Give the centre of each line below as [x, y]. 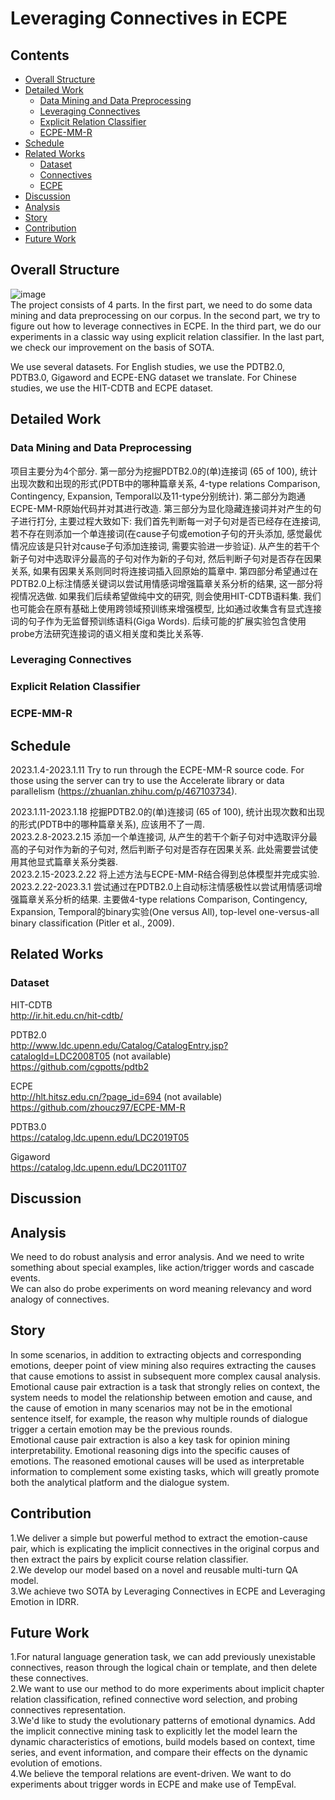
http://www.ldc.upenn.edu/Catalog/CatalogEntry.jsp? [119, 1045]
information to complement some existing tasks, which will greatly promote [165, 1471]
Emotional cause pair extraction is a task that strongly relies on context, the [165, 1386]
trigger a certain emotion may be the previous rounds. [121, 1429]
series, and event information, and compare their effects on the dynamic [159, 1753]
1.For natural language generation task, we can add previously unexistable [163, 1657]
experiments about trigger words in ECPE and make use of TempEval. [153, 1784]
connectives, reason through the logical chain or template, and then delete [164, 1668]
